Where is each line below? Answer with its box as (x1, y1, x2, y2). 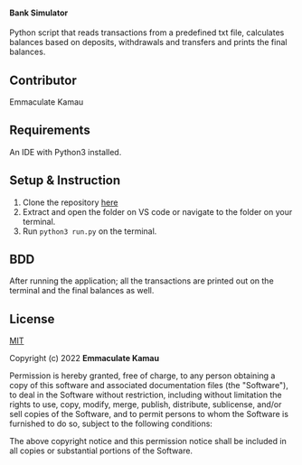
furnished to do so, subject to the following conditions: (9, 418, 212, 429)
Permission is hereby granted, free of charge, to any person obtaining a (9, 370, 276, 381)
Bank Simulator (9, 7, 69, 18)
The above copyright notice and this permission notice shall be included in (9, 436, 287, 447)
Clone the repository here (22, 197, 118, 208)
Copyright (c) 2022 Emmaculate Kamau (9, 353, 160, 364)
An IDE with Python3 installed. (9, 146, 122, 157)
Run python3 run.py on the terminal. (22, 226, 157, 237)
